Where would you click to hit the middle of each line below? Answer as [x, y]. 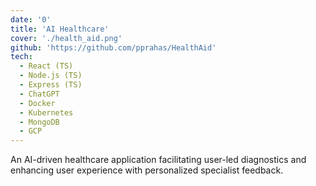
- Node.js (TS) [51, 76]
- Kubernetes [46, 112]
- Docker [37, 103]
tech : [21, 57]
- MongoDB [39, 122]
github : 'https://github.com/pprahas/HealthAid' [113, 47]
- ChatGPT [39, 94]
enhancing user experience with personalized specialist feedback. [147, 170]
